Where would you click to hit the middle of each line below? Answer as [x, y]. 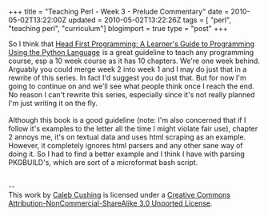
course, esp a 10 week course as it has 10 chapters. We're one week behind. [134, 61]
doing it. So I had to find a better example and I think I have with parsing [127, 154]
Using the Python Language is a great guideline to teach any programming [131, 52]
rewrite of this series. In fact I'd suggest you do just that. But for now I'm [127, 78]
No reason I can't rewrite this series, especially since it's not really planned [132, 94]
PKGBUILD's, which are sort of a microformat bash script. [103, 162]
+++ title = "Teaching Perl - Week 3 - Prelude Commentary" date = [119, 12]
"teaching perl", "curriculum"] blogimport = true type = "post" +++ [118, 28]
